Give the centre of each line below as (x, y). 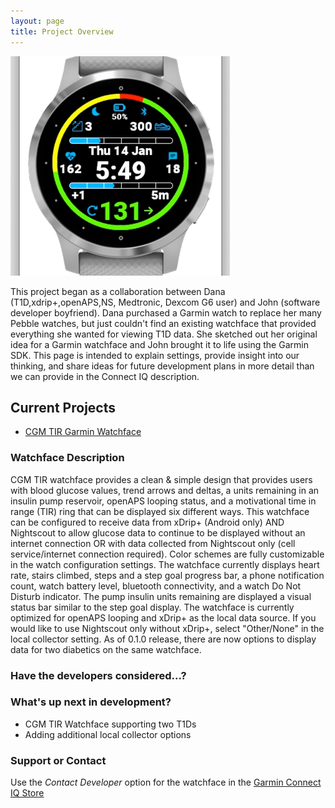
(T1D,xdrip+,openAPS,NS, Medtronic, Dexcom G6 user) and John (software (165, 302)
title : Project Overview (62, 31)
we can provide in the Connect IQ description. (105, 376)
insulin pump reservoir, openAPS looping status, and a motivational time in (163, 501)
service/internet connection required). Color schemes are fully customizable (167, 554)
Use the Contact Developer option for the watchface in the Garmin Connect (166, 782)
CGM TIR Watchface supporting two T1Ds (110, 724)
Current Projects (63, 407)
